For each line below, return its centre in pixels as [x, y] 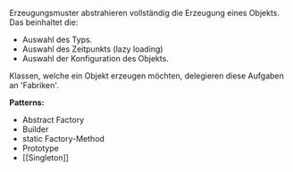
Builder [35, 129]
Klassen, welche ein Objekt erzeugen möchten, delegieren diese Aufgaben [146, 76]
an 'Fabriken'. [34, 85]
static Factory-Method [63, 139]
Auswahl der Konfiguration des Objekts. [96, 58]
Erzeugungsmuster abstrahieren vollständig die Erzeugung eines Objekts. [144, 13]
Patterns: [27, 102]
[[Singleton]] [46, 158]
